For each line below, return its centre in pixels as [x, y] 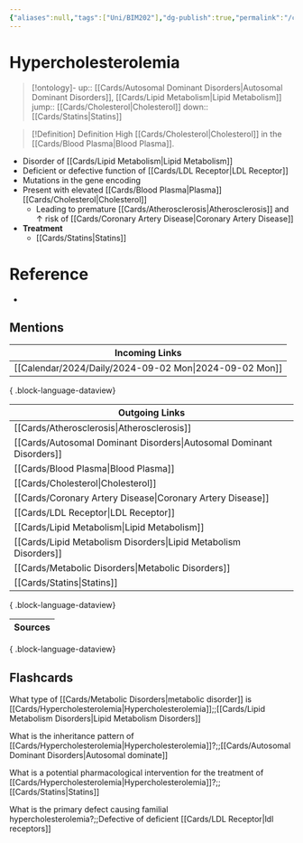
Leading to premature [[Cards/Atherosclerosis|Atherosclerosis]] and [162, 209]
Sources [32, 627]
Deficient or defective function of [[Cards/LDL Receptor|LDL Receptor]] [155, 170]
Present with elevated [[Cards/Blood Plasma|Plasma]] [122, 190]
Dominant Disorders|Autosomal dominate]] [89, 755]
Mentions [37, 328]
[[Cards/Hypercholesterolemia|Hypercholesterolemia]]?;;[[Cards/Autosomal [150, 745]
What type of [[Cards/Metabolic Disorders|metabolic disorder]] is [131, 699]
